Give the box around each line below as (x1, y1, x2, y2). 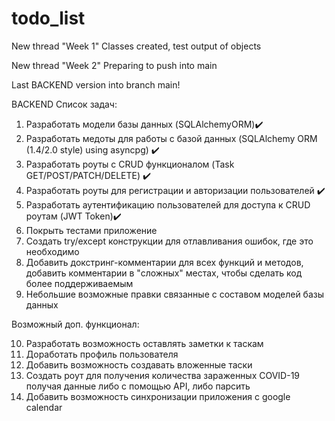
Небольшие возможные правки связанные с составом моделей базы (25, 288, 325, 300)
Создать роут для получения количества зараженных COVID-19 (25, 369, 301, 381)
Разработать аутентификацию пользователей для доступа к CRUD (25, 198, 311, 211)
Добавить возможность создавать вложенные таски (25, 358, 253, 371)
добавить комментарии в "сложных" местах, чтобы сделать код (25, 267, 303, 279)
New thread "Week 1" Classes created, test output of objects (11, 40, 262, 52)
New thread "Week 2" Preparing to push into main (11, 59, 218, 71)
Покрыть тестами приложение (25, 224, 158, 236)
